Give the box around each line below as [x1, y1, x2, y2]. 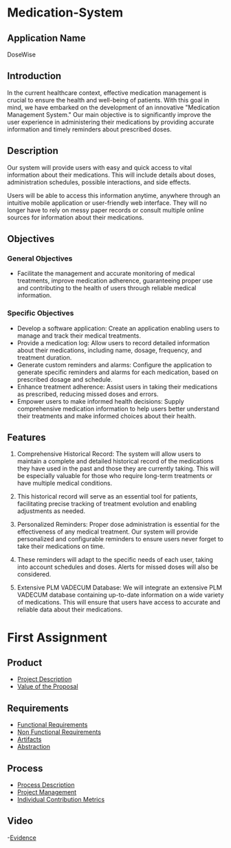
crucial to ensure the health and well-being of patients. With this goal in [7, 96, 210, 104]
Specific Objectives [7, 308, 74, 318]
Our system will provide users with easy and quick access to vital [7, 163, 192, 171]
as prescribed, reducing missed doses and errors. [16, 390, 159, 398]
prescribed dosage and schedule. [16, 375, 113, 383]
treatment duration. [16, 353, 72, 362]
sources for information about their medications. [7, 213, 144, 221]
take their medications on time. [16, 542, 105, 551]
